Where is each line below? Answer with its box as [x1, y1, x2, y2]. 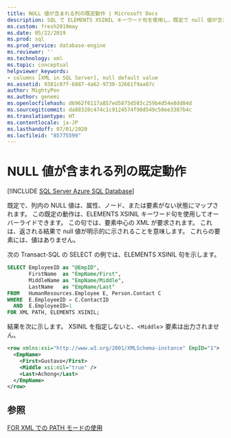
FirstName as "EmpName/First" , [28, 270, 122, 278]
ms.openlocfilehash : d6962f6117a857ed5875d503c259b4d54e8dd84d [7, 100, 192, 107]
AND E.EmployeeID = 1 [13, 303, 72, 310]
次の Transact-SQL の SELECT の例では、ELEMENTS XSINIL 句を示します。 [7, 250, 221, 259]
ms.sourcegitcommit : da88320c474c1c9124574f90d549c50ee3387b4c [7, 106, 192, 113]
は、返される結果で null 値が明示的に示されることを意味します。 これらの [7, 227, 214, 235]
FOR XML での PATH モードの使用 [7, 424, 103, 432]
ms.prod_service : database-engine [7, 42, 107, 49]
